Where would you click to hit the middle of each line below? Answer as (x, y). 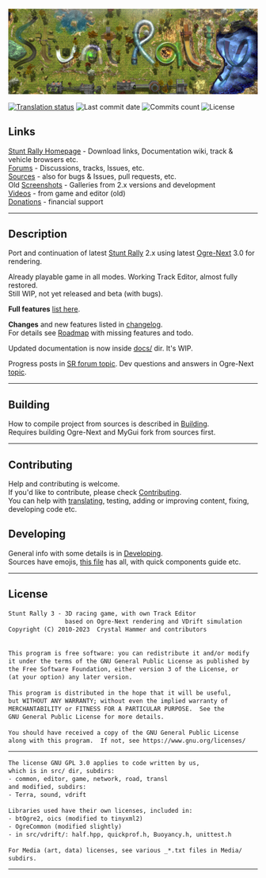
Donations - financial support (56, 201)
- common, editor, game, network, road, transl (88, 779)
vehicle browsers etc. (43, 159)
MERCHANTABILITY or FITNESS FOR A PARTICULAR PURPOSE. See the (116, 709)
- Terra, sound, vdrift (47, 795)
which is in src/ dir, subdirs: (61, 771)
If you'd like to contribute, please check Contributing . (95, 493)
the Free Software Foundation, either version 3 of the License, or (123, 669)
